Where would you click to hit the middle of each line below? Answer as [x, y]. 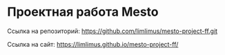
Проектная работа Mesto [83, 12]
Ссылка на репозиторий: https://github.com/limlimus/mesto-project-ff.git [112, 31]
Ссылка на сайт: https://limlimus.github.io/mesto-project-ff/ [93, 44]
